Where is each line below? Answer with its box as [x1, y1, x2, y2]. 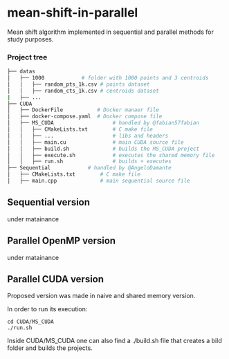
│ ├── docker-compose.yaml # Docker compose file [7, 113, 163, 120]
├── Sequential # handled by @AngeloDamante [7, 165, 172, 172]
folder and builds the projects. [7, 344, 93, 352]
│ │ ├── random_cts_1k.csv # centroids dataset [7, 87, 159, 94]
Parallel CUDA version [7, 273, 104, 285]
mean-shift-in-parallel [7, 5, 138, 21]
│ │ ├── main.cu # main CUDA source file [7, 138, 185, 146]
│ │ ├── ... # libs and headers [7, 132, 169, 139]
